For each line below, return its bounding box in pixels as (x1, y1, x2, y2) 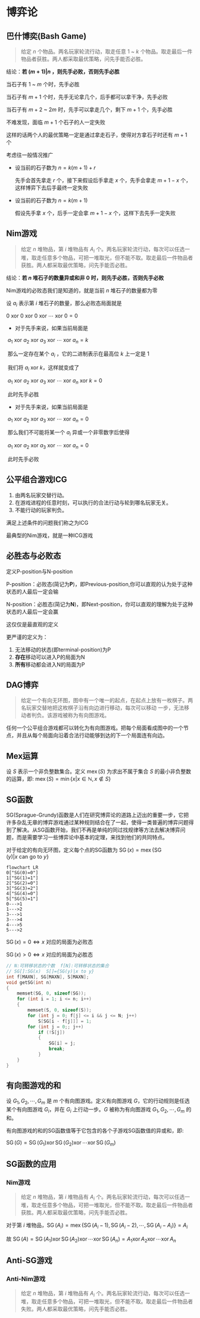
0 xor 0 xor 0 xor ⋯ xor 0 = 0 (6, 312, 79, 319)
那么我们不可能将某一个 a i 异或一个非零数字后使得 (7, 429, 130, 438)
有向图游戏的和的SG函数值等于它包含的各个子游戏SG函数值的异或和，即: (6, 1127, 184, 1135)
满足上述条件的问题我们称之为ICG (6, 519, 89, 526)
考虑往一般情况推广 (6, 151, 54, 158)
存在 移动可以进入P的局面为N (14, 653, 85, 660)
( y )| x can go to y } (6, 853, 49, 861)
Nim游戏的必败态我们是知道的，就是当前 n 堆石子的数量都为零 (6, 286, 158, 294)
